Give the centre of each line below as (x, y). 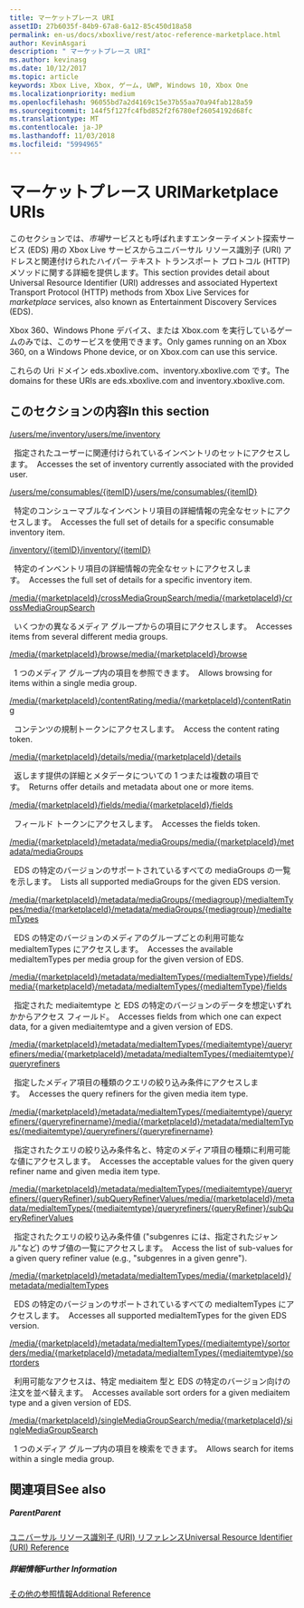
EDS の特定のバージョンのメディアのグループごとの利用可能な (129, 937)
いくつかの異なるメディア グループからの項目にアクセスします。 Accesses (152, 626)
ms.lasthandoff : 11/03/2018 (62, 136)
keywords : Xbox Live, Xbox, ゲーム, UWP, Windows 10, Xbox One (129, 85)
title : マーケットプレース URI (62, 18)
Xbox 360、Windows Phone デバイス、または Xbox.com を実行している (143, 330)
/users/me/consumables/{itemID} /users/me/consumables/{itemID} (133, 492)
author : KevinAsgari (48, 43)
